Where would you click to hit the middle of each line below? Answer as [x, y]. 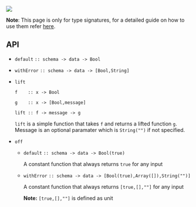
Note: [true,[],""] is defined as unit [68, 198]
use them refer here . [31, 26]
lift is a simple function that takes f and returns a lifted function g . [96, 124]
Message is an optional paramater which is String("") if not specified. [100, 130]
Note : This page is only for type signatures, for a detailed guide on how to [95, 20]
